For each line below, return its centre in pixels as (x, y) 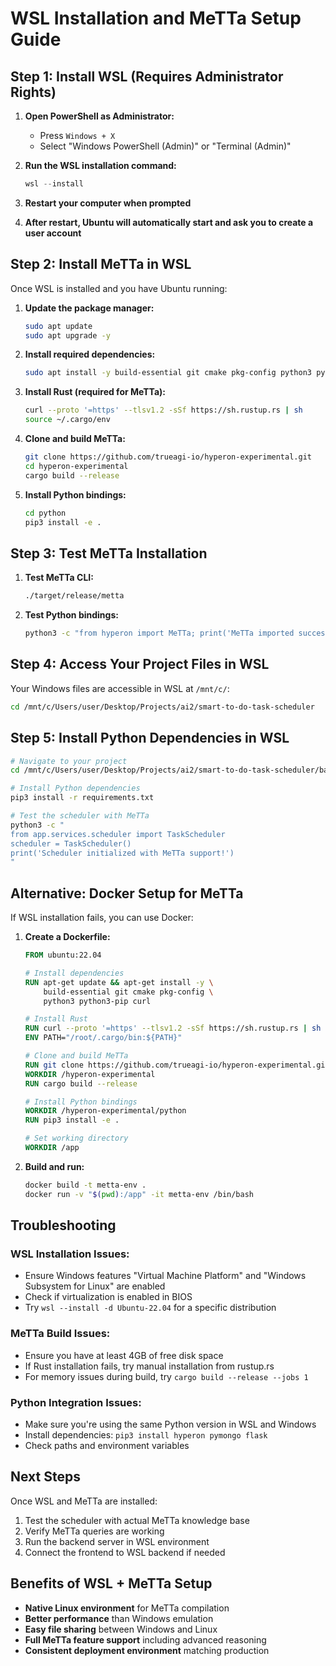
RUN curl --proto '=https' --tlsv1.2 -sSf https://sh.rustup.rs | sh (173, 1028)
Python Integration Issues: (76, 1402)
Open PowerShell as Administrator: (99, 116)
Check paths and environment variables (107, 1445)
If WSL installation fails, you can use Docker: (102, 918)
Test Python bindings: (71, 615)
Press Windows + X (77, 135)
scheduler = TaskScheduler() (71, 843)
